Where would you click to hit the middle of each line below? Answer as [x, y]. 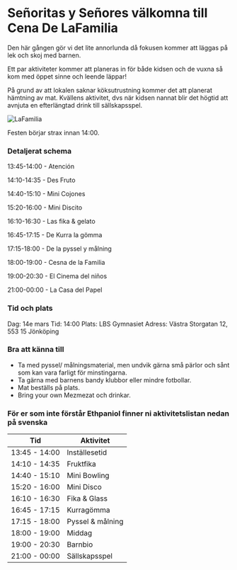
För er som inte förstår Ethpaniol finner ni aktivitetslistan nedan [118, 414]
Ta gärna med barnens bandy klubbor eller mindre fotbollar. [104, 380]
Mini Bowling [88, 476]
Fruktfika [82, 464]
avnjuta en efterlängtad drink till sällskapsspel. [75, 105]
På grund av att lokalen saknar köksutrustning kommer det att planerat [110, 90]
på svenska [28, 422]
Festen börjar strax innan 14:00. [53, 132]
